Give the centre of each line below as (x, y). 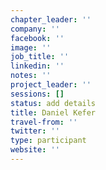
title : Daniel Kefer (53, 112)
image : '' (31, 47)
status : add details (53, 103)
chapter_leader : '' (51, 19)
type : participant (48, 141)
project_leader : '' (51, 85)
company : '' (35, 29)
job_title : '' (40, 57)
